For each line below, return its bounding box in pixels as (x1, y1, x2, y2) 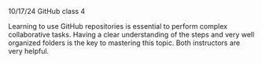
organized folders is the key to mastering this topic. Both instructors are (8, 38, 241, 47)
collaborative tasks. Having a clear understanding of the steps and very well (8, 30, 255, 39)
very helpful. (8, 47, 50, 55)
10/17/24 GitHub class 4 (8, 7, 86, 16)
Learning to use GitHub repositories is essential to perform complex (8, 22, 228, 30)
